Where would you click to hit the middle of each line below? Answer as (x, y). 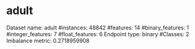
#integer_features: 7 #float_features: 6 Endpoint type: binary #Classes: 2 (98, 34)
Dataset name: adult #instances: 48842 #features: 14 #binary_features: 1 (98, 28)
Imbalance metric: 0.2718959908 (48, 40)
